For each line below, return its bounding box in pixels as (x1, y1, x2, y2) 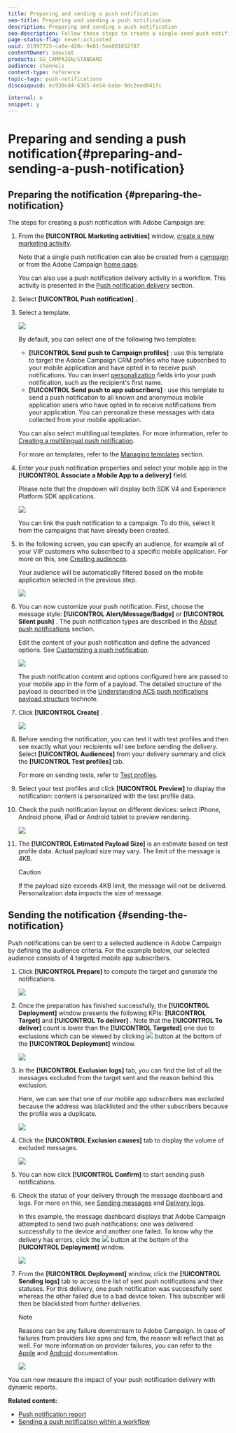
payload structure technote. (18, 694, 99, 703)
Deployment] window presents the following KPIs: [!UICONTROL (18, 1009, 206, 1017)
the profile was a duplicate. (18, 1109, 97, 1117)
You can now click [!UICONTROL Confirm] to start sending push (18, 1170, 205, 1178)
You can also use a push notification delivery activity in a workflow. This (18, 274, 226, 282)
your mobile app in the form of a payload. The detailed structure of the (18, 680, 222, 688)
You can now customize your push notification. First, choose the (18, 603, 204, 610)
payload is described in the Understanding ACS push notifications (18, 687, 209, 695)
